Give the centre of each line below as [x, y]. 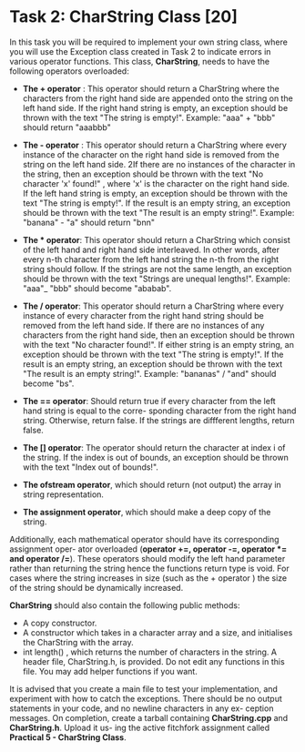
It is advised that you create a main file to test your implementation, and [143, 688]
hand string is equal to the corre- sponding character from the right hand [159, 411]
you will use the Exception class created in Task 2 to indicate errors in [140, 51]
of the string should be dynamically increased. [97, 587]
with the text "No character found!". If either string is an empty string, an [158, 344]
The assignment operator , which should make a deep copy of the [147, 512]
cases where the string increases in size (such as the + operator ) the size [148, 578]
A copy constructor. [60, 623]
